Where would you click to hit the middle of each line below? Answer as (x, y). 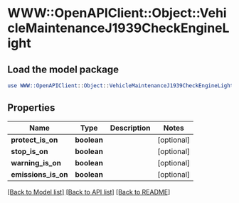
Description (130, 128)
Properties (31, 108)
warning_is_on (36, 163)
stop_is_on (30, 151)
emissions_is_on (40, 174)
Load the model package (63, 69)
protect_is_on (34, 140)
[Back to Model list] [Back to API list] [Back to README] (89, 192)
